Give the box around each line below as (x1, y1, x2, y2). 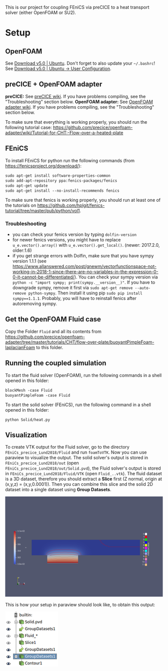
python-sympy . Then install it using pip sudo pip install (28, 290, 142, 296)
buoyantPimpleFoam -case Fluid (5, 393, 70, 398)
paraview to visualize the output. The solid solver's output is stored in (5, 455, 148, 461)
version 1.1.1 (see (12, 258, 46, 264)
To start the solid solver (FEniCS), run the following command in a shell (5, 402, 151, 408)
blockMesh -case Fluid (5, 388, 52, 393)
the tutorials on (5, 202, 36, 208)
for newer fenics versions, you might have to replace (12, 236, 121, 242)
